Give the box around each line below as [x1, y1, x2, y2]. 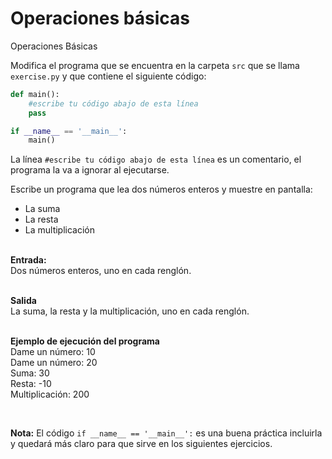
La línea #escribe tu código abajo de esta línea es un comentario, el [10, 153, 302, 166]
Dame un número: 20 [10, 357, 98, 369]
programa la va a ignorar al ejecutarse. [10, 164, 170, 176]
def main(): [10, 89, 60, 99]
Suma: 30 [10, 367, 50, 379]
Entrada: [10, 254, 47, 266]
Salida [10, 295, 37, 307]
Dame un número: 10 [10, 346, 96, 358]
